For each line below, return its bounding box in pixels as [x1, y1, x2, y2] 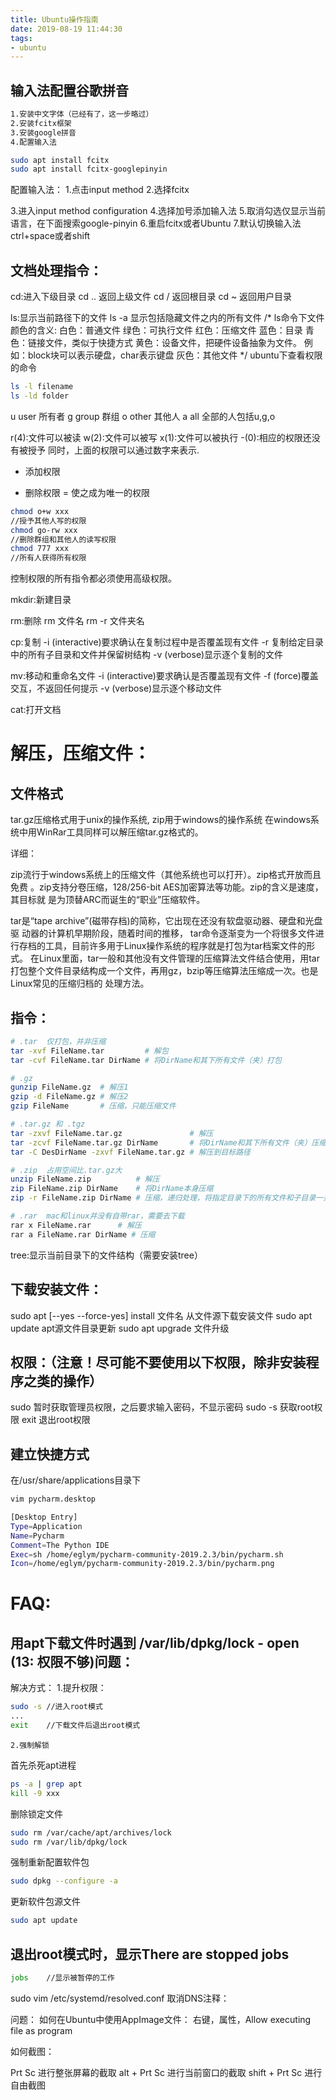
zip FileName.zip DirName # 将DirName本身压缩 [10, 1184, 214, 1194]
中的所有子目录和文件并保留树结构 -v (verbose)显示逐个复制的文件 [10, 649, 284, 661]
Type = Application [10, 1521, 83, 1531]
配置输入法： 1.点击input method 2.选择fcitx [10, 184, 190, 196]
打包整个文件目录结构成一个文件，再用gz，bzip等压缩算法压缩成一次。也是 [10, 965, 319, 977]
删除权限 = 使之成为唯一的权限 [24, 486, 150, 498]
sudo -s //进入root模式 [10, 1702, 103, 1712]
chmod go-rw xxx [10, 525, 78, 535]
